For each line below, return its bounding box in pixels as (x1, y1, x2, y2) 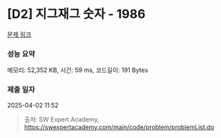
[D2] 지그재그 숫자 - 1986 (7, 6, 146, 22)
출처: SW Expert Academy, (23, 115, 99, 124)
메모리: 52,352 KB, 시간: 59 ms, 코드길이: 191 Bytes (7, 66, 148, 74)
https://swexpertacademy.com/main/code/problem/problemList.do (23, 123, 215, 131)
